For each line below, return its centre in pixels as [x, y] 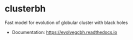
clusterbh [25, 9]
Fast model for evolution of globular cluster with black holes [66, 22]
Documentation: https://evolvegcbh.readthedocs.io [64, 32]
